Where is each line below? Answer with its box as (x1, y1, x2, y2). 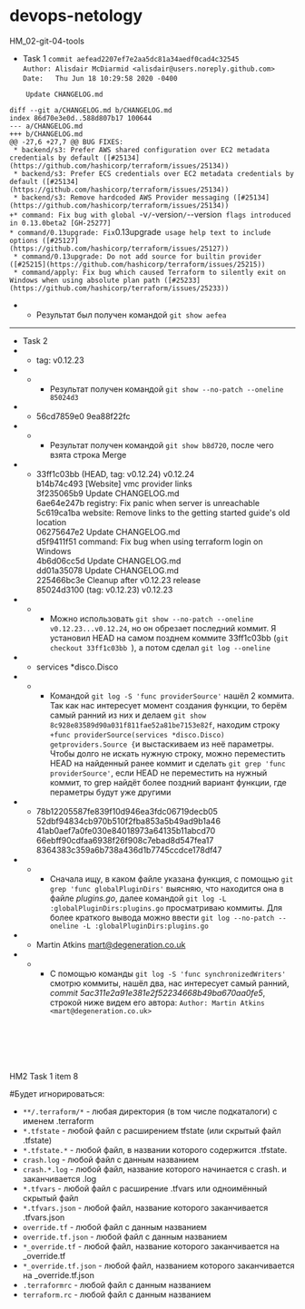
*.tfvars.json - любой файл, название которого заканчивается (22, 1202, 269, 1213)
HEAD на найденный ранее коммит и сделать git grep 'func (49, 757, 286, 768)
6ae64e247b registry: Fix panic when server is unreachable (35, 497, 261, 508)
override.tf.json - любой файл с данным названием (22, 1231, 228, 1242)
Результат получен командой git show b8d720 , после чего (49, 439, 274, 450)
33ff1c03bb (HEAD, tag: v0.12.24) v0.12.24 (35, 468, 195, 479)
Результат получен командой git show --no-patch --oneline (49, 383, 284, 395)
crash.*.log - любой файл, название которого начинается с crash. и (22, 1163, 288, 1175)
